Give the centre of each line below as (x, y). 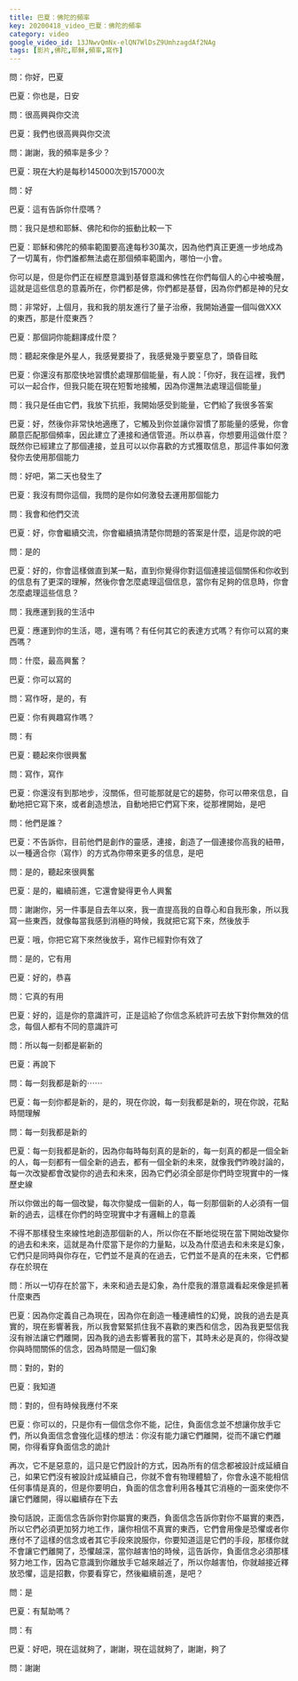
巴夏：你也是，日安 (44, 96)
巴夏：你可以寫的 (40, 680)
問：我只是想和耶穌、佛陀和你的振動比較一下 (91, 229)
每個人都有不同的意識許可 (71, 1026)
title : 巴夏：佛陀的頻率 (50, 17)
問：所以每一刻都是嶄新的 (56, 1045)
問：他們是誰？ (36, 823)
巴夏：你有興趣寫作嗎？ (52, 718)
